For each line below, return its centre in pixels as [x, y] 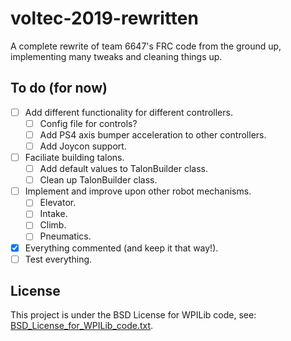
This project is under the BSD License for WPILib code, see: [133, 315]
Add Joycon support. [83, 146]
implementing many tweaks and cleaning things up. [116, 56]
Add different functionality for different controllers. [128, 112]
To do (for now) [59, 88]
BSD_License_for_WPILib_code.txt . [82, 326]
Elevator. [58, 203]
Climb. [53, 225]
